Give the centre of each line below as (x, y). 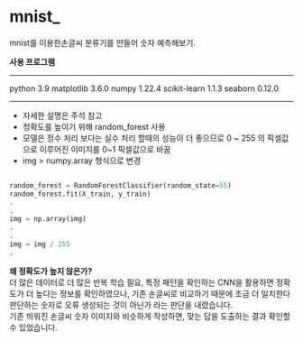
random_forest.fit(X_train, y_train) (80, 194)
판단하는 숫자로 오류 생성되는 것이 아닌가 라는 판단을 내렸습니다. (121, 305)
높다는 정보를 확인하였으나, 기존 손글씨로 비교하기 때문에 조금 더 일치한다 (163, 293)
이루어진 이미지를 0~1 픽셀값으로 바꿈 (105, 149)
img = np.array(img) (48, 219)
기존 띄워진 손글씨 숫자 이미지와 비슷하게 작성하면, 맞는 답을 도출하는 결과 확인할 (150, 316)
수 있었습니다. (34, 327)
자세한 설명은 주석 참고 (62, 115)
